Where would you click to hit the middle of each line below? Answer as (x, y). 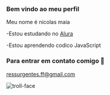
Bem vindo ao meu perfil (43, 9)
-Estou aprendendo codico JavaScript (54, 45)
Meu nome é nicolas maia (38, 22)
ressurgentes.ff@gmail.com (41, 74)
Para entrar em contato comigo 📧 (55, 61)
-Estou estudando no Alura (40, 34)
